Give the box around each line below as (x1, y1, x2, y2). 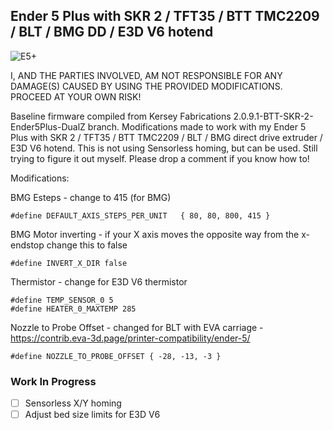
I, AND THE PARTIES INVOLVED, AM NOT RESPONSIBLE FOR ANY (10, 69, 283, 81)
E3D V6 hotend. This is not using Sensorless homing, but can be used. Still (10, 142, 318, 154)
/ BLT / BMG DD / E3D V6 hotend (10, 24, 214, 41)
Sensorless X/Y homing (24, 397, 122, 409)
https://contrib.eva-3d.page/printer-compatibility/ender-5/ (10, 332, 251, 344)
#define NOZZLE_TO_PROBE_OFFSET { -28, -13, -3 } (10, 351, 222, 361)
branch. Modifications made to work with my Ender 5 (87, 120, 307, 133)
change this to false (46, 239, 128, 251)
